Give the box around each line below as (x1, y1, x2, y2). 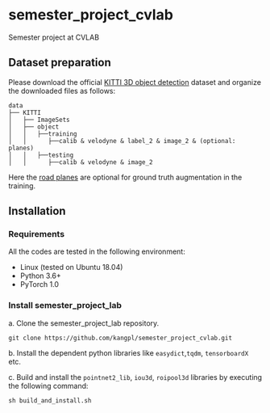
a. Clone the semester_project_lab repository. (8, 318, 160, 328)
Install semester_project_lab (8, 300, 123, 311)
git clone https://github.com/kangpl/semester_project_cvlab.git (8, 334, 232, 342)
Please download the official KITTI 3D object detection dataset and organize (8, 77, 262, 86)
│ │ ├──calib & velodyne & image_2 (8, 158, 153, 166)
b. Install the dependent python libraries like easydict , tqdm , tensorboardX (8, 348, 249, 357)
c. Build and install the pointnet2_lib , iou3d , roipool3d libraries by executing (8, 372, 263, 381)
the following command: (8, 381, 89, 390)
